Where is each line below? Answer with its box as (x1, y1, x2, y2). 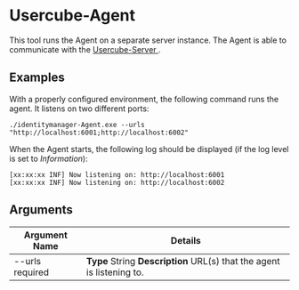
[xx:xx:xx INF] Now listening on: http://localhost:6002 (9, 178, 225, 187)
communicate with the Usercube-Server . (9, 44, 162, 54)
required (13, 266, 50, 278)
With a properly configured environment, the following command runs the (9, 93, 279, 104)
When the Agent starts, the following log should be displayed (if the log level (9, 143, 289, 154)
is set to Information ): (9, 153, 88, 164)
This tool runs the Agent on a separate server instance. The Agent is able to (9, 35, 287, 45)
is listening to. (85, 266, 144, 278)
